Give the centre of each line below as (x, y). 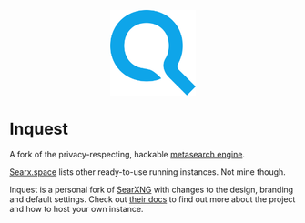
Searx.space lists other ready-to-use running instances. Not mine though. (148, 172)
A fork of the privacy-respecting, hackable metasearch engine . (127, 154)
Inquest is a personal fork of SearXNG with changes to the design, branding (152, 189)
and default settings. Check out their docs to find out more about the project (152, 199)
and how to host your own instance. (76, 208)
